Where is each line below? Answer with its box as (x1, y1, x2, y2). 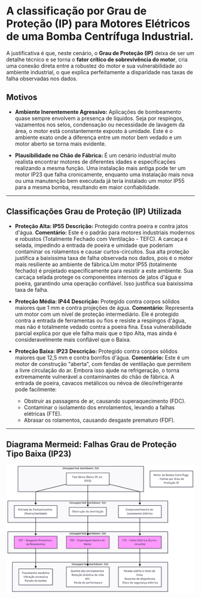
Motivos (6, 92, 38, 102)
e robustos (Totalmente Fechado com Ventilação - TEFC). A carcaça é (14, 235, 188, 242)
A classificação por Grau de (6, 4, 147, 18)
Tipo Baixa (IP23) (6, 448, 72, 459)
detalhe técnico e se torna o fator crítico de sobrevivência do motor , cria (6, 56, 188, 63)
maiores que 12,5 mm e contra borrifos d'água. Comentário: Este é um (14, 354, 190, 361)
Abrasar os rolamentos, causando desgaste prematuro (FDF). (23, 416, 175, 424)
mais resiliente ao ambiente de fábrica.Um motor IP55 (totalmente (14, 261, 178, 268)
